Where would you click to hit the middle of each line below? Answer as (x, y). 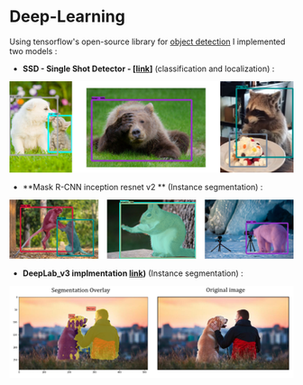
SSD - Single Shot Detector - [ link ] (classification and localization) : (148, 69)
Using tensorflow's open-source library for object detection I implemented (147, 41)
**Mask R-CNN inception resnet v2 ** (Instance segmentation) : (142, 188)
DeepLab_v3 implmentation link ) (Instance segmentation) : (133, 273)
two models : (33, 50)
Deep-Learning (68, 17)
